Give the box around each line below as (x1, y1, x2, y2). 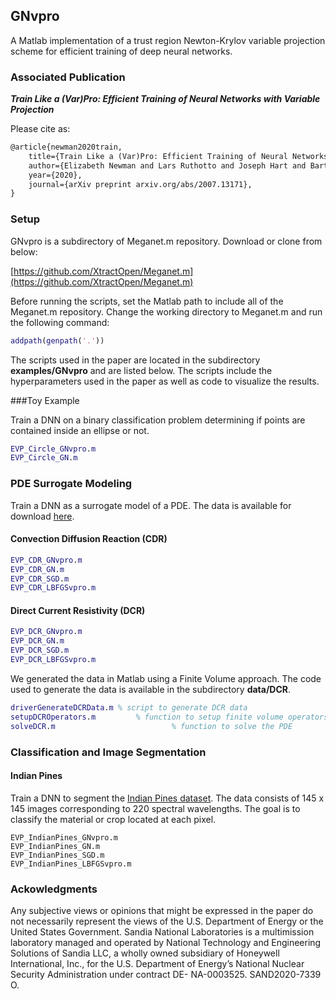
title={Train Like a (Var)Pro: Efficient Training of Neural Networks (28, 151, 329, 161)
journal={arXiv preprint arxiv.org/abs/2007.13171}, (28, 179, 253, 189)
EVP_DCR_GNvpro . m (10, 627, 83, 637)
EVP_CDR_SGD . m (10, 574, 70, 584)
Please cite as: (10, 123, 71, 135)
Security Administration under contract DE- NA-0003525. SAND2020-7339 (10, 969, 322, 981)
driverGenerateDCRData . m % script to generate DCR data (10, 702, 248, 713)
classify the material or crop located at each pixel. (10, 813, 217, 825)
